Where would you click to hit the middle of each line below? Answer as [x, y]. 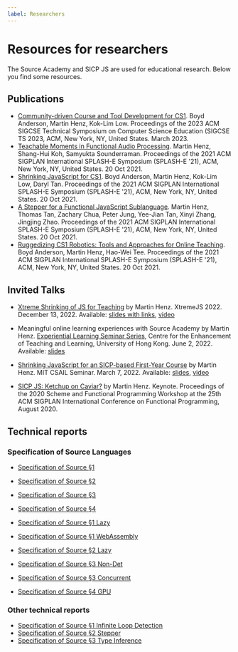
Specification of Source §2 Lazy [65, 550]
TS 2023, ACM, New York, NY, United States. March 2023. [103, 139]
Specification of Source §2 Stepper [69, 633]
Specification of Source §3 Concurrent [74, 577]
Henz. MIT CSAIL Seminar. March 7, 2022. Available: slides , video [113, 373]
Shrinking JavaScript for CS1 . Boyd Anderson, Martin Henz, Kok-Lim [117, 177]
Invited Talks [36, 290]
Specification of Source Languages [69, 452]
